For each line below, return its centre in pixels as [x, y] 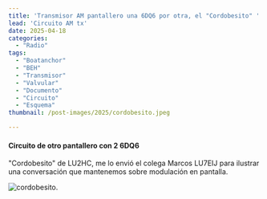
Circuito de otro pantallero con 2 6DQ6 [74, 145]
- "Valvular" [37, 83]
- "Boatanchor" [41, 61]
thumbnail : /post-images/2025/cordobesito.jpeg [89, 113]
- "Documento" [39, 90]
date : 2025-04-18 [37, 30]
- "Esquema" [36, 105]
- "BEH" [28, 68]
